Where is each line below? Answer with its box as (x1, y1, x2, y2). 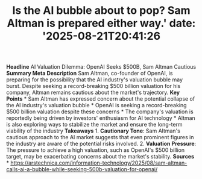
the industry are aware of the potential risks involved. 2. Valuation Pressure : (6, 140, 197, 148)
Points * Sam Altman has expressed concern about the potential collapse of (6, 95, 195, 102)
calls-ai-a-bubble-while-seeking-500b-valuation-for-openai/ (6, 166, 158, 173)
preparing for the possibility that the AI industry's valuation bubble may (6, 76, 183, 83)
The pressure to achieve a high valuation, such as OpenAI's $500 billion (6, 146, 185, 154)
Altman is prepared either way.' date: (7, 16, 196, 30)
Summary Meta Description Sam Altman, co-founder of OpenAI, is (6, 70, 173, 77)
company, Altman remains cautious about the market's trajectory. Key (6, 89, 180, 96)
